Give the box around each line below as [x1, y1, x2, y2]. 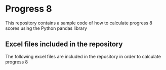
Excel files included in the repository [5, 40, 123, 49]
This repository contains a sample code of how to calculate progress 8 [5, 20, 153, 26]
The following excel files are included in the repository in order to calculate [5, 53, 161, 59]
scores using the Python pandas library [5, 25, 88, 31]
